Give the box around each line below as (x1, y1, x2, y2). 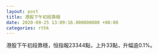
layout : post (6, 8, 39, 15)
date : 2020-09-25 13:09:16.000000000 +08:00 (6, 19, 119, 25)
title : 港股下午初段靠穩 (6, 14, 61, 20)
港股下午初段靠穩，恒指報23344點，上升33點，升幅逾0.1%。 (6, 42, 156, 49)
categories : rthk (6, 25, 49, 31)
